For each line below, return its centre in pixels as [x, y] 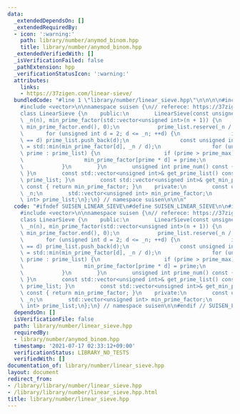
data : [15, 14]
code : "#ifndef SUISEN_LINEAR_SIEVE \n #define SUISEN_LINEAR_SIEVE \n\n [121, 207]
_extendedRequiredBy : [46, 27]
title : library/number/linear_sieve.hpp [69, 399]
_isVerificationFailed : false [59, 61]
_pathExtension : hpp [44, 67]
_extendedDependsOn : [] [49, 21]
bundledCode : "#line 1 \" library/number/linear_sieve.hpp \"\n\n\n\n [118, 101]
